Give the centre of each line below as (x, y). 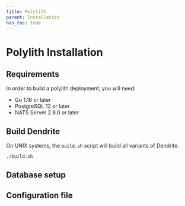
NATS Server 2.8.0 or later (47, 113)
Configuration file (39, 195)
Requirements (33, 74)
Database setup (36, 175)
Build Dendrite (33, 131)
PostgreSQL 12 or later (42, 106)
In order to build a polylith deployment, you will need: (71, 88)
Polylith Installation (55, 52)
